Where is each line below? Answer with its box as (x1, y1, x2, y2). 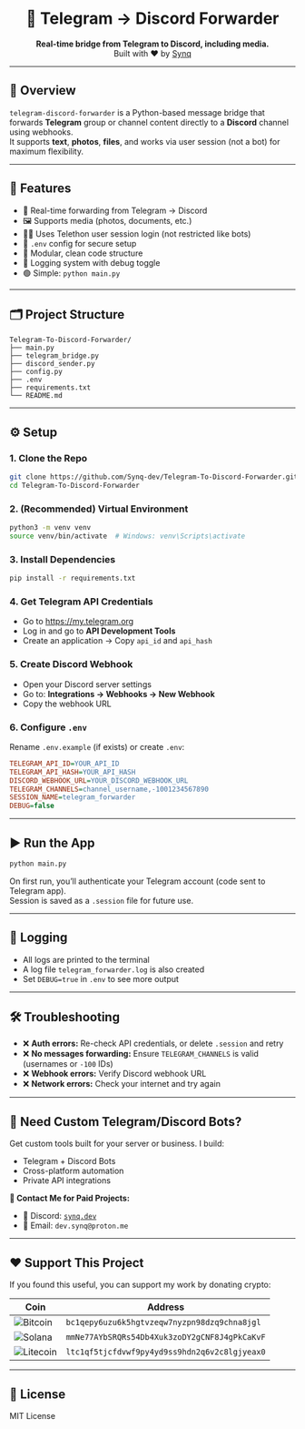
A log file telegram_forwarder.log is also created (22, 964, 205, 975)
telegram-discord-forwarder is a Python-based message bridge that (9, 106, 265, 117)
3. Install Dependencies (9, 552, 116, 565)
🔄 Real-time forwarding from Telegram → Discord (22, 205, 208, 216)
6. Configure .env (9, 721, 88, 734)
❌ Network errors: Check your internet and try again (22, 1079, 221, 1089)
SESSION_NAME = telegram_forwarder (9, 793, 136, 802)
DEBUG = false (9, 801, 54, 811)
